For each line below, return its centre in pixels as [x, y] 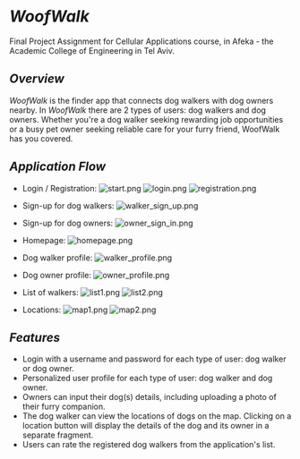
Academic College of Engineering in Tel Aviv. [92, 50]
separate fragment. [58, 435]
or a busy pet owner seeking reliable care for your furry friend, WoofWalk [145, 129]
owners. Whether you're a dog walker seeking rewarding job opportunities [146, 119]
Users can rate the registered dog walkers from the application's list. [149, 445]
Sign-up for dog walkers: [68, 205]
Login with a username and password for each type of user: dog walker [154, 359]
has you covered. [41, 138]
